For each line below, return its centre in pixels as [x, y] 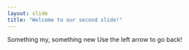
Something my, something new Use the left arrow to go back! [95, 39]
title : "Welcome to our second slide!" [65, 20]
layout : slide [28, 13]
